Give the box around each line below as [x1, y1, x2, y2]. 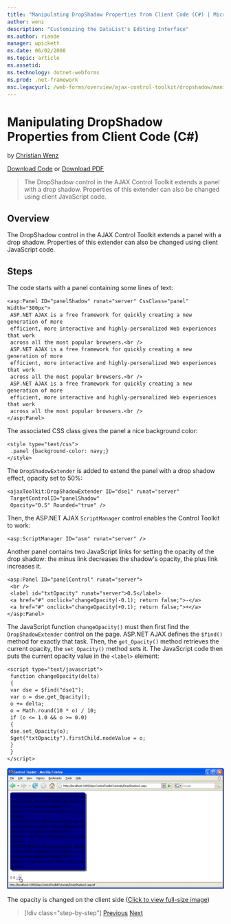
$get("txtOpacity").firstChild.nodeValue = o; [10, 734, 146, 742]
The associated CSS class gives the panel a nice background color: [7, 426, 198, 434]
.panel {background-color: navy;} [10, 448, 109, 454]
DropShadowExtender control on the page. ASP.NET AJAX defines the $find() [7, 630, 223, 638]
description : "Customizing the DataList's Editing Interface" [7, 25, 189, 32]
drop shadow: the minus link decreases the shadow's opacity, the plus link [7, 554, 219, 563]
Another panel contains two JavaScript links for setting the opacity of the [7, 547, 214, 555]
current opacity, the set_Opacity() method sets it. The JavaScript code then [7, 644, 223, 652]
